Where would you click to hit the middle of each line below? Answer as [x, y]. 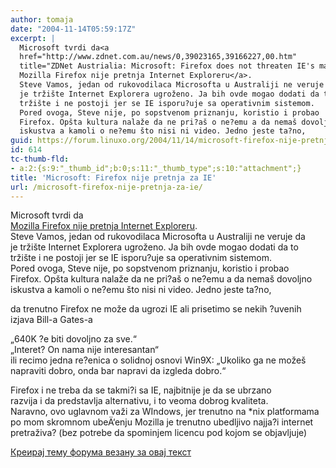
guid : [21, 141]
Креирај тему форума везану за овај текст [101, 452]
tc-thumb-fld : [40, 159]
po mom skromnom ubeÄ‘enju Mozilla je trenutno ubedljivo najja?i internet [162, 422]
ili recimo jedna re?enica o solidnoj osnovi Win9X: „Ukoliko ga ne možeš [158, 360]
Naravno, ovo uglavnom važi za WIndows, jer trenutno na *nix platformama [165, 412]
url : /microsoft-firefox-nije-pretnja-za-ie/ [106, 187]
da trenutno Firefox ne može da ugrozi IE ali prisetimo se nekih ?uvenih [156, 309]
